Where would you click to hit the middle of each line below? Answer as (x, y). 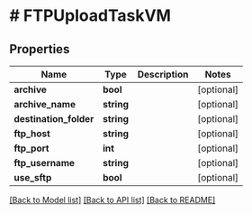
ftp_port (31, 148)
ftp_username (44, 163)
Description (163, 74)
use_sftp (33, 177)
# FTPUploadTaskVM (90, 16)
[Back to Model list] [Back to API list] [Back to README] (112, 200)
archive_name (45, 104)
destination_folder (54, 119)
